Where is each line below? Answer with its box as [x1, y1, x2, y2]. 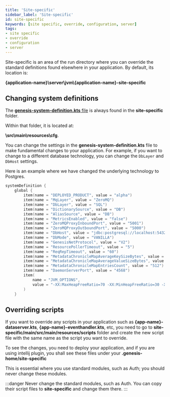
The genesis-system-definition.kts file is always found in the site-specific [5, 107, 163, 114]
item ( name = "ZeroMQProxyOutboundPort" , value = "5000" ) [23, 226, 146, 231]
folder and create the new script [97, 330, 164, 336]
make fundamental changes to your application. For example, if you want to [5, 148, 163, 154]
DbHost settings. [5, 158, 38, 164]
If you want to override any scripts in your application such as [5, 319, 134, 325]
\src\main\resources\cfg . [5, 133, 59, 139]
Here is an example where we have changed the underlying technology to [5, 168, 159, 174]
